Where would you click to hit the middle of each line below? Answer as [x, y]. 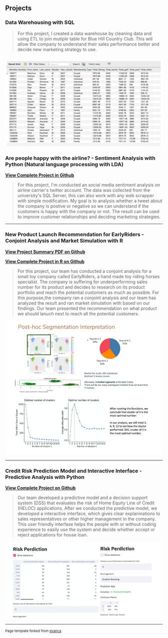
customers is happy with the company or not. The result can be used [88, 212]
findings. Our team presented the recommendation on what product [87, 308]
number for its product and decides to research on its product [81, 287]
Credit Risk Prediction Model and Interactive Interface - [73, 471]
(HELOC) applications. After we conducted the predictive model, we [87, 508]
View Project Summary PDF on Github [45, 252]
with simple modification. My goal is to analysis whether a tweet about [90, 201]
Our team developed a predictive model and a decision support [82, 497]
